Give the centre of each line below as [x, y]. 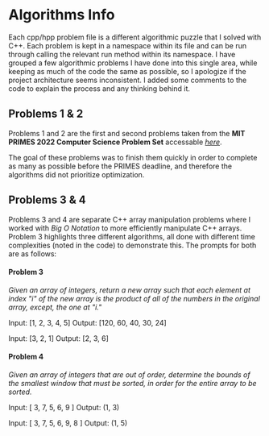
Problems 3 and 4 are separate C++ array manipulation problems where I [130, 219]
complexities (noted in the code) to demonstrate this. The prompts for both [132, 245]
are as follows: [33, 253]
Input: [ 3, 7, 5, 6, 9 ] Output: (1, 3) [64, 407]
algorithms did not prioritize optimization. [77, 174]
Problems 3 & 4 [47, 200]
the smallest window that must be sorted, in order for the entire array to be [132, 383]
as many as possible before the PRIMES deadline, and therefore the [120, 166]
